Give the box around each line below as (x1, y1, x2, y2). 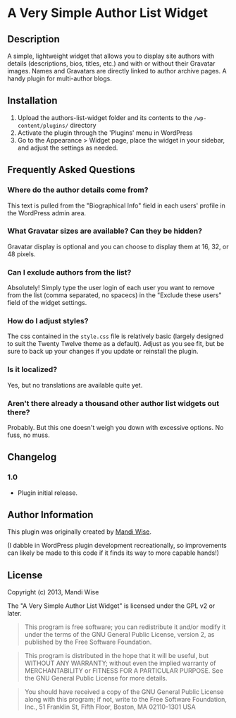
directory (70, 121, 97, 129)
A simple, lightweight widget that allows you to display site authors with (7, 52, 215, 60)
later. (7, 609, 23, 618)
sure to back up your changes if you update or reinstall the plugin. (7, 347, 199, 356)
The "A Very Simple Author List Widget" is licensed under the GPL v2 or (7, 602, 216, 610)
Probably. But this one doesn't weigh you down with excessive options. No (7, 423, 224, 431)
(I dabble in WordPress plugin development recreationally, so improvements (7, 542, 227, 550)
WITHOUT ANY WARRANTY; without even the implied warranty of (24, 659, 216, 668)
